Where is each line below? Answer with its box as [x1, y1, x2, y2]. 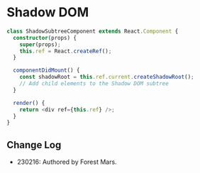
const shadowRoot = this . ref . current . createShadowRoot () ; [19, 74, 194, 81]
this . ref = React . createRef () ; [19, 48, 112, 55]
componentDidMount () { [13, 67, 80, 74]
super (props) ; [19, 40, 61, 48]
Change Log [6, 139, 62, 151]
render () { [13, 99, 45, 106]
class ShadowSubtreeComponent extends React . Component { [6, 28, 179, 35]
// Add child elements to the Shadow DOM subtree [19, 80, 170, 87]
